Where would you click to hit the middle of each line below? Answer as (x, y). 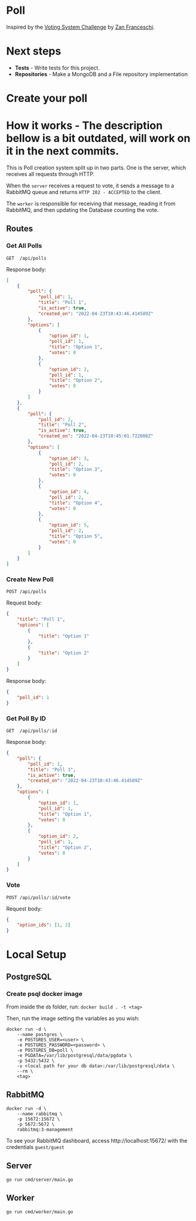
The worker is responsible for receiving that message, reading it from (91, 203)
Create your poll (47, 98)
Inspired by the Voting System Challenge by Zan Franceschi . (81, 27)
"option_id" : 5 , (69, 525)
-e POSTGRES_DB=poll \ (45, 1050)
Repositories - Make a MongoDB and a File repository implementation (101, 74)
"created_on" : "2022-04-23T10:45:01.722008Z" (96, 436)
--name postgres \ (40, 1035)
